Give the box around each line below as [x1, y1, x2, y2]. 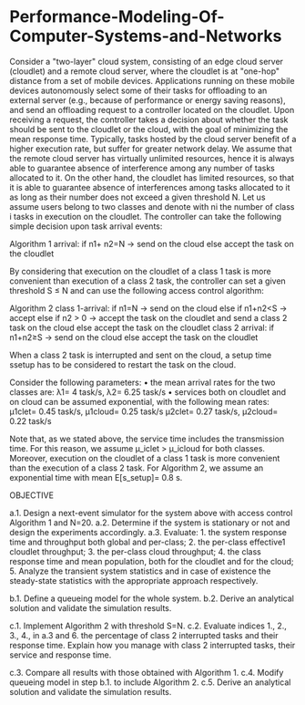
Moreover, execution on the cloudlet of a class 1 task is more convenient [9, 452, 280, 463]
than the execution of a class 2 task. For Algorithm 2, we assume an [9, 462, 264, 473]
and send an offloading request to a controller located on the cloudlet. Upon [9, 104, 295, 115]
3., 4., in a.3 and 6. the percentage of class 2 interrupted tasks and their [9, 629, 279, 640]
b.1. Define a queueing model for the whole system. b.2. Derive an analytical [9, 593, 294, 604]
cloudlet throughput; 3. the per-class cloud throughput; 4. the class [9, 545, 261, 557]
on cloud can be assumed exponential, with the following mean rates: [9, 396, 270, 407]
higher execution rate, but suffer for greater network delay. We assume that [9, 143, 293, 154]
